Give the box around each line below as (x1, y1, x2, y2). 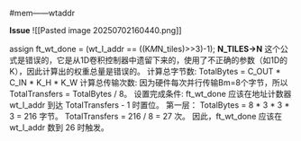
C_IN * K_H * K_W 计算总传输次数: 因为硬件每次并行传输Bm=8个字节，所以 (9, 77, 288, 88)
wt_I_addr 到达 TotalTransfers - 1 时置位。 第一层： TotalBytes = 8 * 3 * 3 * (9, 100, 290, 110)
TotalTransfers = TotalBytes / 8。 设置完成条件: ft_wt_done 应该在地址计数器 (9, 89, 292, 99)
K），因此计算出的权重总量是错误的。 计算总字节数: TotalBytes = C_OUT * (9, 66, 281, 76)
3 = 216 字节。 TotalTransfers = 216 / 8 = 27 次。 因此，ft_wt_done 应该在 (9, 111, 282, 121)
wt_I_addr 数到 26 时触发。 (9, 122, 110, 133)
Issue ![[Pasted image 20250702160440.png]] (9, 25, 182, 35)
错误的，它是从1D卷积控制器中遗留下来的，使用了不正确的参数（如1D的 (24, 55, 288, 66)
